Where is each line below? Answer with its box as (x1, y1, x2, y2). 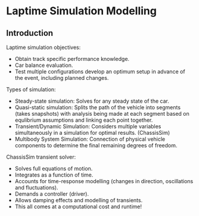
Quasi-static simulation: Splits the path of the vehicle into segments (14, 104, 181, 111)
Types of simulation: (6, 86, 56, 93)
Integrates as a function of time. (14, 171, 94, 178)
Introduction (6, 28, 54, 38)
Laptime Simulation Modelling (6, 4, 157, 18)
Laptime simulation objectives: (6, 44, 81, 51)
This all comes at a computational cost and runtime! (14, 203, 142, 210)
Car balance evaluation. (14, 61, 73, 69)
